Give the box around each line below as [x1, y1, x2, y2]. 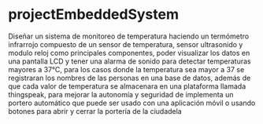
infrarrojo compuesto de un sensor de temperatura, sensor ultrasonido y [8, 39, 243, 49]
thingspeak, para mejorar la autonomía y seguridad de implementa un [8, 89, 234, 99]
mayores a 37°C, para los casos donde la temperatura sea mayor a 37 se [8, 64, 245, 74]
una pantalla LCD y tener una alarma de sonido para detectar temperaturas [8, 57, 251, 66]
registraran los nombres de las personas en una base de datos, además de [8, 73, 251, 82]
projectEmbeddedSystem [8, 5, 180, 24]
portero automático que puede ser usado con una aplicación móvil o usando [8, 98, 256, 108]
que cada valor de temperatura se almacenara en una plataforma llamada [8, 81, 246, 91]
